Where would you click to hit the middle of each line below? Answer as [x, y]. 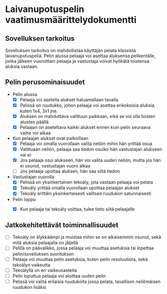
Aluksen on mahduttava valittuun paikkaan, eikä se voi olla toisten [87, 116]
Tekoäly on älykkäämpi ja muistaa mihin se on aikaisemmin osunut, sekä [87, 237]
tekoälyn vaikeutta [31, 265]
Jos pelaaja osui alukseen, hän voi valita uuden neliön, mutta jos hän [90, 160]
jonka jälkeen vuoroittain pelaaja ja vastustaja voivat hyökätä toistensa [77, 61]
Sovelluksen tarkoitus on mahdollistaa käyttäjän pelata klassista [70, 50]
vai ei [25, 155]
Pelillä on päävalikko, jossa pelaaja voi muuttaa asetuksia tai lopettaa [83, 248]
